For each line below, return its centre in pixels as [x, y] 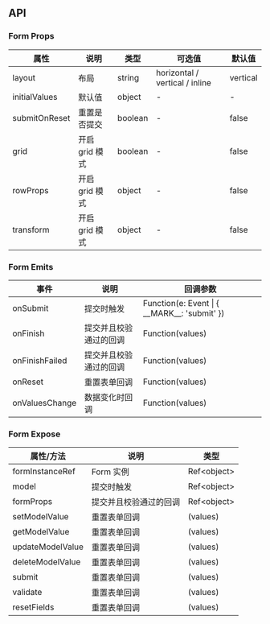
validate [27, 593]
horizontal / [177, 72]
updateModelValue [48, 547]
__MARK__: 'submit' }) [184, 313]
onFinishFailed [40, 360]
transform [31, 229]
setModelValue [41, 517]
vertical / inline [183, 82]
